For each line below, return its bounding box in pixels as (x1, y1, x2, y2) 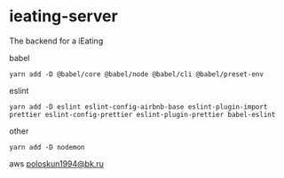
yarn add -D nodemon (9, 143, 86, 151)
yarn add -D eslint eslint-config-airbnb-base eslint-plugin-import (9, 102, 268, 112)
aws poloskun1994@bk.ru (9, 158, 104, 169)
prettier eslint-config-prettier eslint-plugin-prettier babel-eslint (9, 110, 276, 119)
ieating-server (9, 6, 118, 27)
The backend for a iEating (9, 35, 104, 46)
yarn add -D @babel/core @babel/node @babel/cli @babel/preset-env (9, 69, 264, 79)
